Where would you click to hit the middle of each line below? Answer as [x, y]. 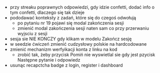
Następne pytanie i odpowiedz [49, 60]
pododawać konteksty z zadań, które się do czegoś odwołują [73, 18]
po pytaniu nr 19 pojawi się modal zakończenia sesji [70, 23]
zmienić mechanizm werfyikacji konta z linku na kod [63, 49]
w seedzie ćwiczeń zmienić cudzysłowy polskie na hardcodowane [78, 44]
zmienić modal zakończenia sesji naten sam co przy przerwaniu [83, 28]
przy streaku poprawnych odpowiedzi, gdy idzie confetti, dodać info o [82, 7]
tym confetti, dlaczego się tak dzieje [47, 12]
